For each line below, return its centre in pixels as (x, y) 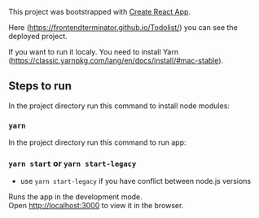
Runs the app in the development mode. (75, 197)
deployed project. (38, 36)
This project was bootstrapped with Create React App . (100, 12)
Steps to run (40, 86)
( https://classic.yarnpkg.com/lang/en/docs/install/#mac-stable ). (116, 61)
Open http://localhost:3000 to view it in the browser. (96, 206)
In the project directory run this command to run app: (97, 142)
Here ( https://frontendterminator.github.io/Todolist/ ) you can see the (123, 27)
